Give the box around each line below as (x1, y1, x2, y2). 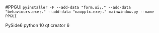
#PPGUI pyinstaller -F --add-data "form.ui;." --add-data (5, 4, 131, 10)
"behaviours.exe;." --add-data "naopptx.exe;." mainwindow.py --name (5, 9, 154, 14)
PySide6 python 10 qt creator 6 (5, 22, 69, 28)
